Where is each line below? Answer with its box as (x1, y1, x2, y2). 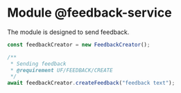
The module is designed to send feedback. (7, 28, 130, 36)
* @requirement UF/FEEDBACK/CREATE (10, 67, 113, 74)
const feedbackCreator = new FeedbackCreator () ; (7, 41, 150, 48)
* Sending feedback (10, 60, 67, 67)
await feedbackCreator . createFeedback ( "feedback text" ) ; (7, 80, 175, 87)
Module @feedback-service (7, 5, 172, 21)
